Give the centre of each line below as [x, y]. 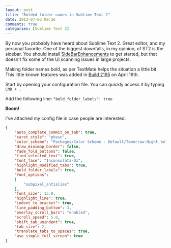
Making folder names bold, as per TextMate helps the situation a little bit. [81, 69]
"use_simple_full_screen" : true [49, 236]
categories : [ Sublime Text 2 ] [37, 29]
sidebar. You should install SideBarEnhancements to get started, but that [81, 54]
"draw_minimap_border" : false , [48, 147]
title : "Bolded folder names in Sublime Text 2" [58, 15]
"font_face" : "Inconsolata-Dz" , [49, 161]
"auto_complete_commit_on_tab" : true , [55, 132]
